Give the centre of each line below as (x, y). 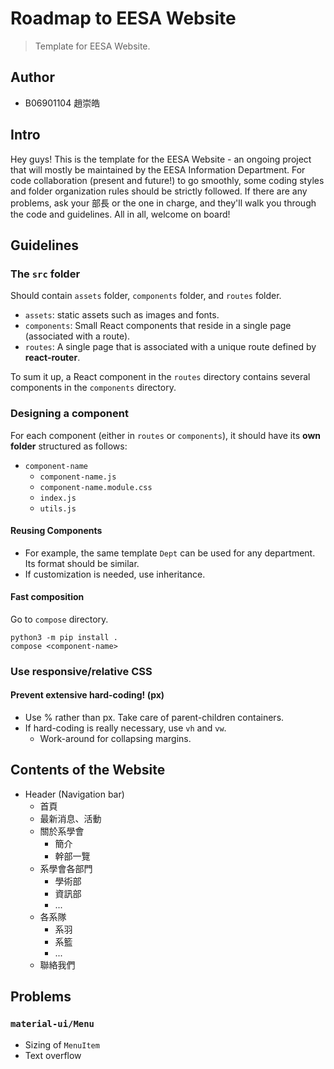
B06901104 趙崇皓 (62, 103)
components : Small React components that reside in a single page (158, 326)
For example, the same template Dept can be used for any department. (170, 553)
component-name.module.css (96, 487)
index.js (58, 498)
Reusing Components (56, 531)
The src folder (45, 274)
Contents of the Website (88, 770)
